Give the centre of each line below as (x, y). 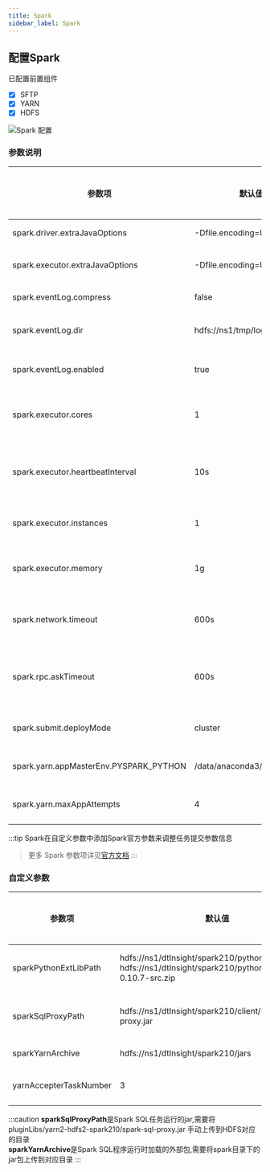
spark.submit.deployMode (62, 728)
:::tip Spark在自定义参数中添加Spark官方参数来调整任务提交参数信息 (121, 838)
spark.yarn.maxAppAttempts (66, 804)
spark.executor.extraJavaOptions (75, 264)
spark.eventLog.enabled (58, 369)
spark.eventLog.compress (61, 296)
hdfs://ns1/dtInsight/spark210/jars (185, 1053)
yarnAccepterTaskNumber (62, 1085)
